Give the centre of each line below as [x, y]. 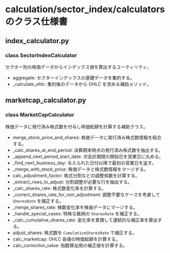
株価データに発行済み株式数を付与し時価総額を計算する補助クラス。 [77, 126]
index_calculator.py [37, 41]
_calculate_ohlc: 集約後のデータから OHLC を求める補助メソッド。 [82, 84]
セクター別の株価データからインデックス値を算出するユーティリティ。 [78, 67]
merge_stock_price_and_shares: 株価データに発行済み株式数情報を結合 [87, 137]
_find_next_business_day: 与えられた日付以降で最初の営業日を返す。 [84, 163]
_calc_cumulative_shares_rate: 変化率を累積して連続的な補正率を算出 [85, 220]
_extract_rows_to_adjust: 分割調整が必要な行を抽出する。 [72, 182]
